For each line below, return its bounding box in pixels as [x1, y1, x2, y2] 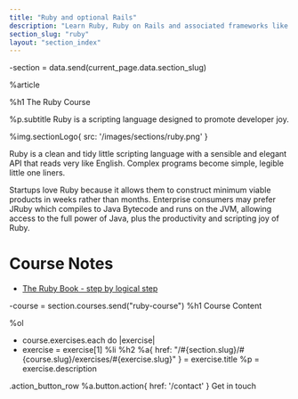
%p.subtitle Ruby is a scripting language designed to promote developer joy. [9, 114, 289, 125]
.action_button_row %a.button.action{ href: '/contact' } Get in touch [9, 380, 256, 392]
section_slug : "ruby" [9, 29, 90, 38]
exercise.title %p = [190, 354, 260, 365]
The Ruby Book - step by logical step [21, 283, 158, 294]
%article [9, 79, 40, 90]
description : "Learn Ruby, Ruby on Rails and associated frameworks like [9, 21, 289, 30]
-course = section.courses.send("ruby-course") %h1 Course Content [9, 300, 262, 312]
